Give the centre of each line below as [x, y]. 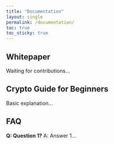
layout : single [25, 17]
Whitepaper [28, 57]
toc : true [18, 28]
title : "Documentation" [35, 11]
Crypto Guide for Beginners [57, 89]
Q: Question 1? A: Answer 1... [41, 135]
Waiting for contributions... [38, 71]
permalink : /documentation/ [40, 22]
